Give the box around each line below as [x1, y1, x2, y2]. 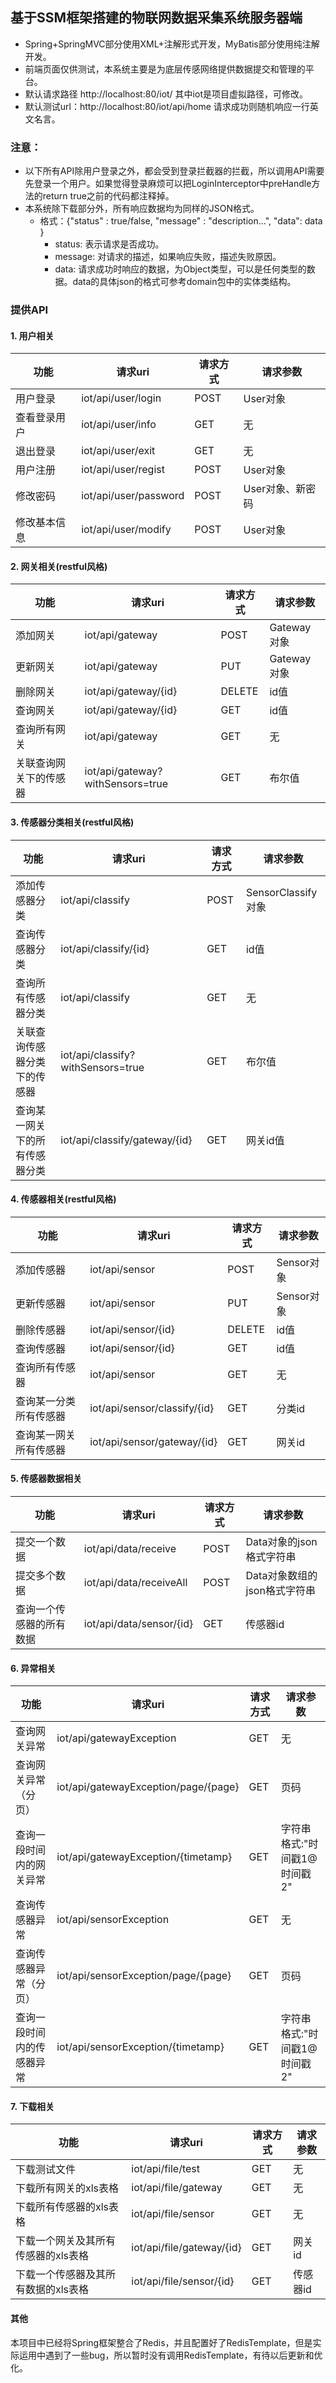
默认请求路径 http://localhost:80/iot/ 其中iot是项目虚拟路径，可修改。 [24, 88, 308, 100]
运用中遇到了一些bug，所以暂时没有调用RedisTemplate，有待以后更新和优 [18, 2349, 323, 2361]
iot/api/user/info [81, 418, 157, 432]
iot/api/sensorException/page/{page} [56, 1969, 232, 1983]
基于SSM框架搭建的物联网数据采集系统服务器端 [10, 9, 303, 27]
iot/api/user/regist [81, 463, 165, 477]
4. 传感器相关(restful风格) [10, 1193, 117, 1205]
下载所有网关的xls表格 [15, 2181, 120, 2195]
